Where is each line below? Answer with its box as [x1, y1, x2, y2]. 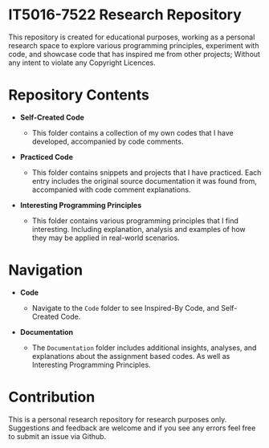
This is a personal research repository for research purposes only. [8, 414, 227, 424]
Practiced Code [19, 152, 74, 161]
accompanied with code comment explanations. [31, 185, 191, 194]
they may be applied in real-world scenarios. [31, 233, 180, 242]
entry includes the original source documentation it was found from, [31, 176, 257, 185]
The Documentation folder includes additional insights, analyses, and [31, 343, 257, 352]
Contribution [8, 388, 96, 406]
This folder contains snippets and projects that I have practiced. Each [31, 167, 262, 177]
